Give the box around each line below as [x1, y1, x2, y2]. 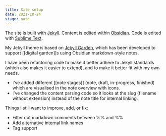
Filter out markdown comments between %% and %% [12, 115, 124, 121]
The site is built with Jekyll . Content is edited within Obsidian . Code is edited [5, 30, 162, 36]
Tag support [12, 125, 38, 131]
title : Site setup [5, 7, 43, 12]
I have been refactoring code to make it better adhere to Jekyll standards [5, 60, 155, 66]
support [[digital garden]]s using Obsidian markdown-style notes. [5, 50, 139, 56]
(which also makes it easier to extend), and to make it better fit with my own [5, 65, 160, 71]
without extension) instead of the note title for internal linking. [12, 95, 138, 101]
